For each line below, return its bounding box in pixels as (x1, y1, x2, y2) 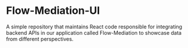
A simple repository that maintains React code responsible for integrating (6, 23, 183, 30)
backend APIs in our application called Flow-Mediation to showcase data (6, 29, 182, 36)
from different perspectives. (6, 35, 74, 42)
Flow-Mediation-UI (6, 4, 100, 17)
